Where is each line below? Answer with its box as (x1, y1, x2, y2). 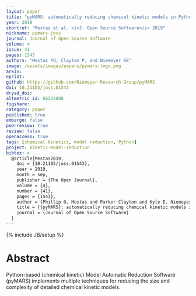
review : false (6, 128, 41, 135)
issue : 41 (6, 47, 30, 53)
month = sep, (16, 172, 48, 178)
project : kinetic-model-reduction (6, 144, 90, 150)
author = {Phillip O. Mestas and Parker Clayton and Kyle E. (16, 199, 168, 205)
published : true (6, 112, 45, 118)
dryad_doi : (6, 90, 33, 96)
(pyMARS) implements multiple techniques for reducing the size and (6, 277, 170, 284)
